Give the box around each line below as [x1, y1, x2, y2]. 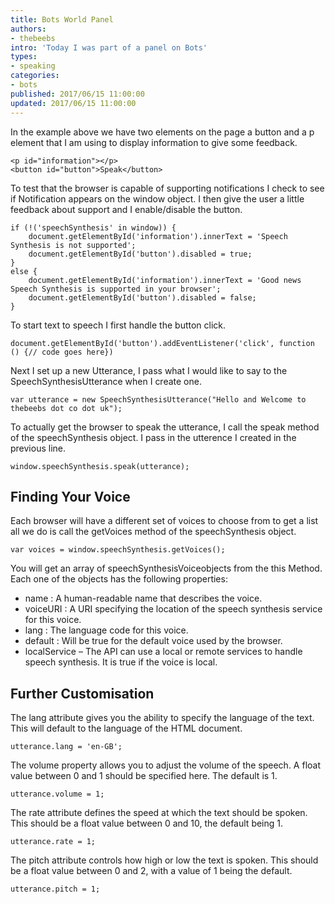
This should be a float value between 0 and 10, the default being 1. [10, 817, 284, 830]
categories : [10, 71, 60, 81]
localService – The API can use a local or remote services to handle [24, 646, 303, 658]
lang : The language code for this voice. [24, 624, 189, 636]
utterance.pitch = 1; [10, 884, 101, 895]
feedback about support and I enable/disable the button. [10, 203, 243, 215]
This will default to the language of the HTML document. [10, 722, 243, 735]
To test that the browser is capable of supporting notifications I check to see [10, 182, 325, 194]
